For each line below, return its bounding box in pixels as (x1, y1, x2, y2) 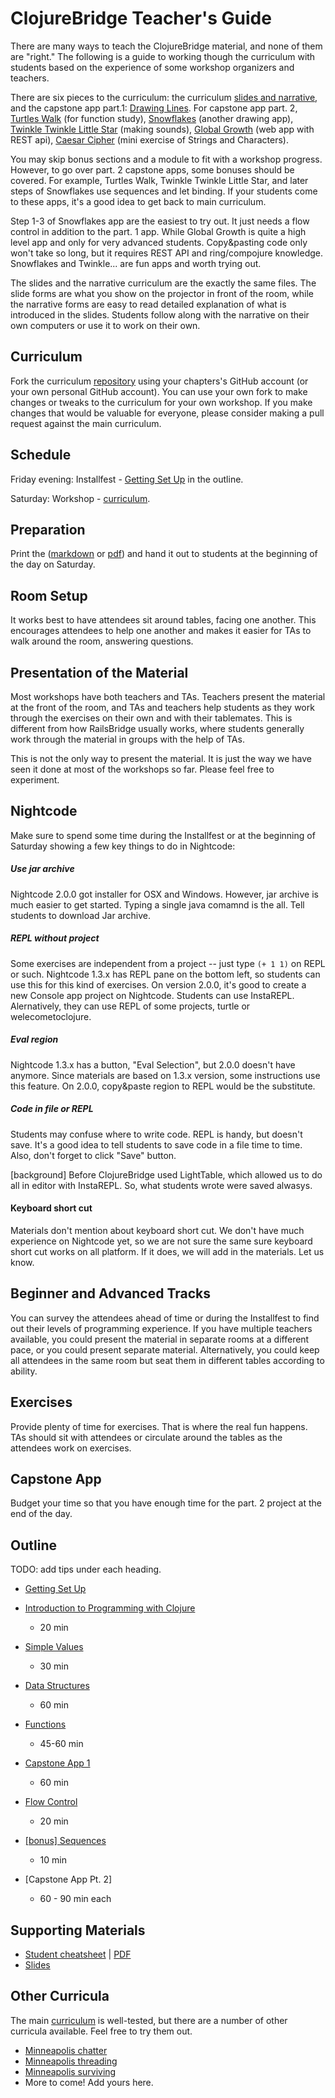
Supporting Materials (10, 1922, 146, 1939)
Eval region (10, 1033, 59, 1046)
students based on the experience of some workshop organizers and (10, 61, 295, 73)
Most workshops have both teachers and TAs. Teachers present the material (10, 691, 326, 702)
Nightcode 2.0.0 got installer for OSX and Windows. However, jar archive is (10, 888, 319, 900)
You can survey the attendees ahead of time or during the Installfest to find (10, 1312, 320, 1324)
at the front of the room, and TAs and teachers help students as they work (10, 702, 315, 713)
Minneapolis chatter (24, 2044, 108, 2056)
